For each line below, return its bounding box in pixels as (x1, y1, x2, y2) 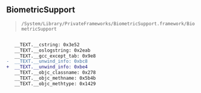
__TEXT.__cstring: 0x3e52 (14, 41, 80, 47)
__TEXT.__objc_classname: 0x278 (14, 70, 96, 76)
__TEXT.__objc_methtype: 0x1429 (14, 80, 96, 86)
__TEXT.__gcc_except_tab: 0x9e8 (14, 53, 96, 59)
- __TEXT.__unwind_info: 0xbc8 (6, 58, 88, 65)
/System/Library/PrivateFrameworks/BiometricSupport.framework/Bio (21, 20, 195, 26)
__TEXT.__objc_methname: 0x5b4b (14, 75, 96, 82)
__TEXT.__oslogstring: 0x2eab (14, 47, 91, 53)
